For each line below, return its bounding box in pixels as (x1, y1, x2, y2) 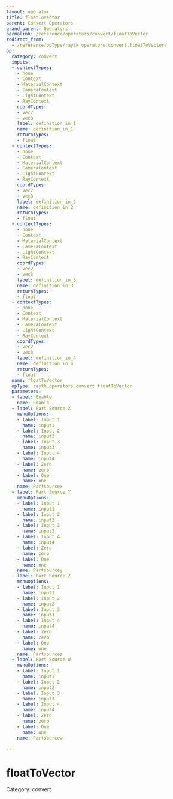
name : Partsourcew (17, 735, 63, 741)
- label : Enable (11, 394, 52, 400)
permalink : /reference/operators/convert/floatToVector (6, 31, 148, 37)
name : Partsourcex (17, 484, 63, 490)
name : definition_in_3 (17, 282, 74, 288)
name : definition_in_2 (17, 204, 74, 210)
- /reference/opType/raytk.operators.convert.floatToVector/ (11, 43, 168, 49)
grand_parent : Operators (6, 25, 68, 32)
